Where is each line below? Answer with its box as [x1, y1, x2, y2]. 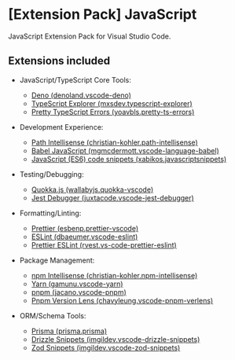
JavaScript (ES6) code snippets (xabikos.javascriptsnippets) [31, 154, 227, 163]
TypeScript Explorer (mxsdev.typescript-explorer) [31, 98, 193, 108]
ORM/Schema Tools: [19, 310, 86, 320]
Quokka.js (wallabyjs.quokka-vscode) [31, 185, 154, 194]
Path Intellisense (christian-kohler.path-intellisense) [31, 138, 198, 147]
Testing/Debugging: [19, 169, 84, 178]
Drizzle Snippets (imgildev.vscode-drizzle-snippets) [31, 334, 200, 343]
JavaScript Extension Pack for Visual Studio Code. [8, 31, 171, 41]
